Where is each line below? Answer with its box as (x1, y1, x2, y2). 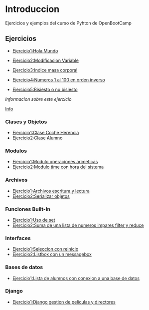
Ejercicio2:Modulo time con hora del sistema (12, 164, 104, 170)
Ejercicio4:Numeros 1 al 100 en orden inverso (12, 76, 106, 83)
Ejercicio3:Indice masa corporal (12, 67, 78, 73)
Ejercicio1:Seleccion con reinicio (12, 246, 79, 252)
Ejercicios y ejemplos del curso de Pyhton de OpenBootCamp (5, 20, 132, 26)
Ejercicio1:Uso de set (12, 217, 56, 223)
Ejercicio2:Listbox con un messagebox (12, 251, 92, 258)
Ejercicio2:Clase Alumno (12, 135, 63, 141)
